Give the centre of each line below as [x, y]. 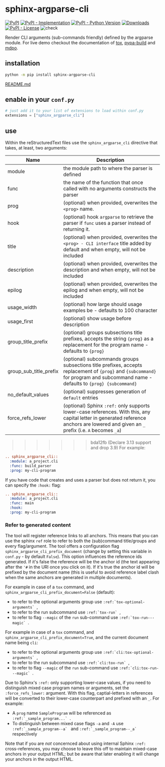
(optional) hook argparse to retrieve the [108, 217]
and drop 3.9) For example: [118, 448]
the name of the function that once [103, 182]
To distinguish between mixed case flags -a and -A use [68, 724]
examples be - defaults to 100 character [110, 310]
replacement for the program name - [106, 345]
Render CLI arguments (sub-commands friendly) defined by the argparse [79, 37]
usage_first [20, 322]
